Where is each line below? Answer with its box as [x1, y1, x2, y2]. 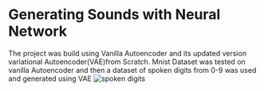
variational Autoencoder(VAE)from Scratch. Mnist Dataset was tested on [8, 57, 246, 66]
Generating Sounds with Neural [8, 6, 221, 24]
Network [8, 22, 68, 40]
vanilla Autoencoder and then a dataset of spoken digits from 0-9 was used [8, 65, 257, 74]
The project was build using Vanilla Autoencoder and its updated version [8, 48, 247, 58]
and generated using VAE [8, 74, 92, 83]
